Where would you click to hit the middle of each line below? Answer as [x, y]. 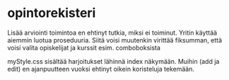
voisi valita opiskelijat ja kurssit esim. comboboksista [84, 47]
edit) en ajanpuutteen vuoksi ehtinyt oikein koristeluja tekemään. [101, 69]
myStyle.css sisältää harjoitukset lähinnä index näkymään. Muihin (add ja [113, 61]
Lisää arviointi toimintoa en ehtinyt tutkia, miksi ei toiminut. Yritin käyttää [112, 33]
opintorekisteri [52, 13]
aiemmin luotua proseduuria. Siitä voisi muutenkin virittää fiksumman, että [115, 40]
